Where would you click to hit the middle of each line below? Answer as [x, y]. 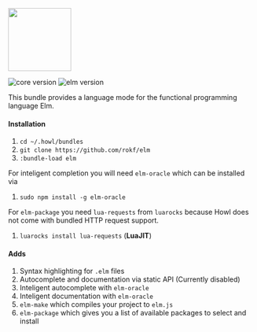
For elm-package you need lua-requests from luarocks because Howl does [128, 212]
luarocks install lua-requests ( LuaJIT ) [85, 236]
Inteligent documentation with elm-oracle [86, 296]
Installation [27, 124]
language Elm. [31, 106]
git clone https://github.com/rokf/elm [85, 150]
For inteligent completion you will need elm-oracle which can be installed [127, 173]
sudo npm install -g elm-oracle [72, 197]
